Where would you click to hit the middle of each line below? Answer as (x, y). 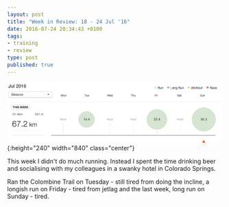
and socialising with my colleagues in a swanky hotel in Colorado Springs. (111, 168)
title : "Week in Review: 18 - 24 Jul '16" (69, 22)
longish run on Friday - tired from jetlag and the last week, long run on (106, 189)
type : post (23, 58)
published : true (30, 65)
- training (23, 43)
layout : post (26, 14)
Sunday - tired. (28, 196)
